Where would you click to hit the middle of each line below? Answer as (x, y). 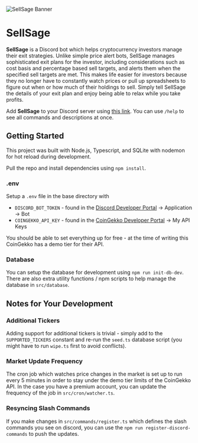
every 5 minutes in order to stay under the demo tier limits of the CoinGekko (98, 380)
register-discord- (168, 428)
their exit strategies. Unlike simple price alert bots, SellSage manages (90, 56)
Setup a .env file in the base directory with (58, 196)
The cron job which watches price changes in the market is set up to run (94, 374)
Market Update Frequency (44, 361)
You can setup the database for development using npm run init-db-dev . (95, 273)
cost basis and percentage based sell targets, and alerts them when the (93, 68)
